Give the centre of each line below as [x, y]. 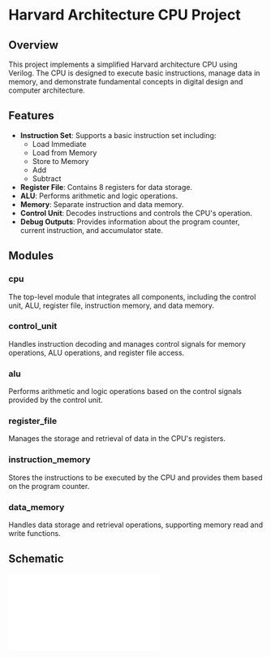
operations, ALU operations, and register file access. [97, 352]
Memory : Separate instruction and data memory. [102, 204]
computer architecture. [47, 90]
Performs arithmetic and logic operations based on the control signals [125, 391]
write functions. [34, 533]
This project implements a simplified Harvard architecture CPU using [123, 64]
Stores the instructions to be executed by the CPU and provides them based [135, 478]
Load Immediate [59, 144]
